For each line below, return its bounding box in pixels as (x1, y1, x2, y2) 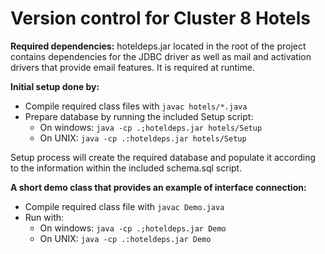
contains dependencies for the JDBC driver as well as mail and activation (10, 50, 312, 62)
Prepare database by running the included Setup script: (24, 110, 254, 122)
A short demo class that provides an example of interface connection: (10, 181, 307, 193)
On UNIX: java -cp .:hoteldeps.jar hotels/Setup (39, 132, 247, 144)
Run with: (24, 211, 65, 223)
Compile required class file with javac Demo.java (24, 200, 225, 212)
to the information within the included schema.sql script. (10, 162, 243, 174)
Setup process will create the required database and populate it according (10, 151, 317, 163)
